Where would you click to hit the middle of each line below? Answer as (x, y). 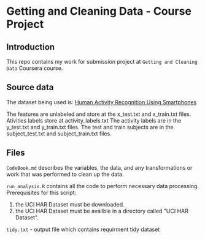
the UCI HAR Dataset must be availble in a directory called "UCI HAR (102, 211)
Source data (30, 87)
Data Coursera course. (35, 68)
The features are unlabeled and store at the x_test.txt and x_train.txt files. (99, 114)
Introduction (31, 47)
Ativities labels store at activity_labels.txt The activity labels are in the (94, 120)
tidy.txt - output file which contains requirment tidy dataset (83, 229)
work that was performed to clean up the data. (65, 174)
